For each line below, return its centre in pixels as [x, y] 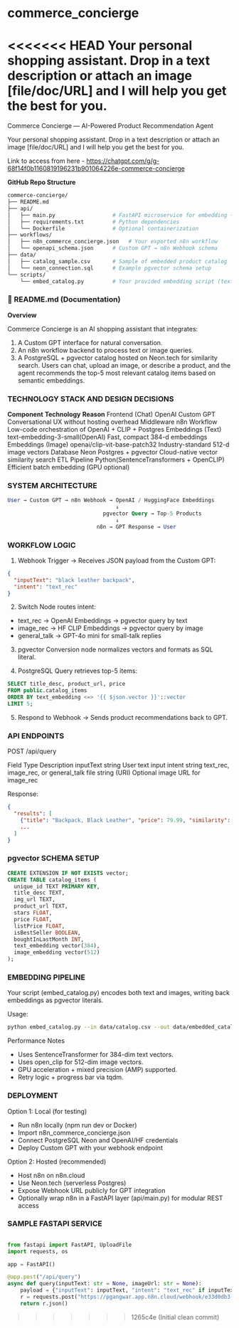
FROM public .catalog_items [47, 691]
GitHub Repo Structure [42, 182]
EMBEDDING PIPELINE [46, 977]
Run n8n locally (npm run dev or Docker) [77, 1125]
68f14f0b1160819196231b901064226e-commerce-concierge [96, 169]
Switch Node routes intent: [57, 607]
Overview [22, 315]
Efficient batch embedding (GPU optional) [69, 467]
